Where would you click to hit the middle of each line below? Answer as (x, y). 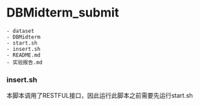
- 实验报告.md (24, 62)
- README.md (23, 55)
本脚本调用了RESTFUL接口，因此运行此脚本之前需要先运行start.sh (100, 96)
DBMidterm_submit (63, 13)
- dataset (21, 31)
